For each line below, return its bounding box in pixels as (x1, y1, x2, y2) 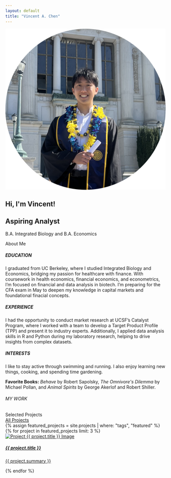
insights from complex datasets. (5, 338, 73, 345)
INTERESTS (5, 350, 31, 356)
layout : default (5, 8, 40, 13)
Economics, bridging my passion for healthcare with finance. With (5, 270, 144, 277)
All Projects (5, 417, 30, 423)
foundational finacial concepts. (5, 292, 70, 299)
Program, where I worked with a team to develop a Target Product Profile (5, 322, 158, 328)
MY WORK (5, 396, 28, 402)
